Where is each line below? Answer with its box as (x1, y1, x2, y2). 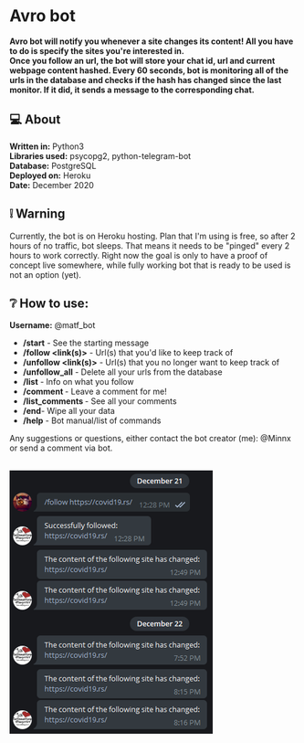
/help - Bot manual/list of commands (22, 415, 162, 426)
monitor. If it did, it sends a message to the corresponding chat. (9, 84, 255, 95)
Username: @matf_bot (9, 320, 96, 331)
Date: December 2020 (9, 179, 94, 190)
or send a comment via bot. (9, 442, 113, 453)
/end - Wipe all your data (22, 406, 116, 417)
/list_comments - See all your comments (22, 396, 177, 407)
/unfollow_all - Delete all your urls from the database (22, 366, 223, 377)
